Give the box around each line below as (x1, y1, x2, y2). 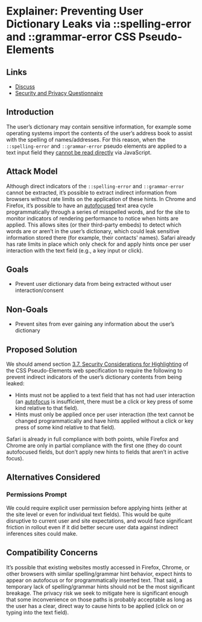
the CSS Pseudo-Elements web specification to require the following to (6, 367, 183, 374)
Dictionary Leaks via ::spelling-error (6, 17, 192, 31)
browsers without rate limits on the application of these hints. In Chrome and (6, 195, 196, 202)
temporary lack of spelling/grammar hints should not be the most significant (6, 583, 195, 590)
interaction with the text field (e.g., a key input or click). (6, 246, 144, 254)
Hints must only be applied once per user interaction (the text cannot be (14, 411, 194, 419)
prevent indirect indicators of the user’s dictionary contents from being (6, 374, 182, 381)
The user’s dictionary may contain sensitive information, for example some (6, 123, 192, 130)
